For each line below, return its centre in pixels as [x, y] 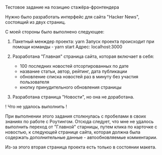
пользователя [35, 82]
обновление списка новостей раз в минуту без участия [79, 77]
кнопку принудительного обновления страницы [71, 87]
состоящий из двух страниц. [36, 22]
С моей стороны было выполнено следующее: [55, 32]
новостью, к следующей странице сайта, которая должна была [73, 132]
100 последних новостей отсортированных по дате [74, 66]
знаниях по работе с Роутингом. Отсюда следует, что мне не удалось [80, 121]
